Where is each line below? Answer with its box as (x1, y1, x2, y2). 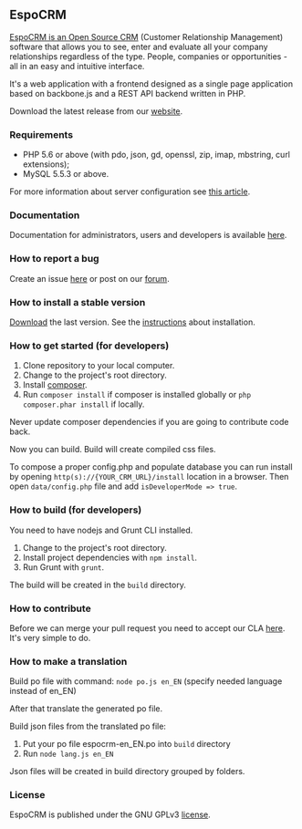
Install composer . (22, 379, 89, 390)
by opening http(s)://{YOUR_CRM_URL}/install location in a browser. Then (9, 471, 289, 482)
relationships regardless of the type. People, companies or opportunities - (9, 50, 287, 62)
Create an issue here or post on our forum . (9, 273, 171, 284)
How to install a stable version (9, 295, 146, 308)
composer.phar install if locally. (22, 399, 145, 409)
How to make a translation (9, 655, 128, 668)
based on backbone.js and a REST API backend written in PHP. (9, 88, 246, 98)
